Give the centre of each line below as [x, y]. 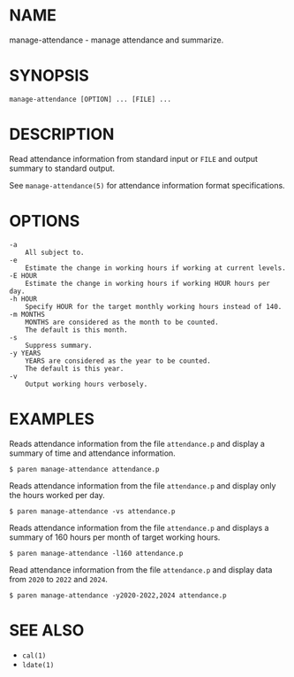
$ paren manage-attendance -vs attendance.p [92, 511]
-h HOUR [23, 299]
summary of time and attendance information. [93, 453]
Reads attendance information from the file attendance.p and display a [137, 443]
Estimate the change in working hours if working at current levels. [156, 268]
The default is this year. [75, 368]
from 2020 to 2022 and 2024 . [59, 579]
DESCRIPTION [62, 135]
